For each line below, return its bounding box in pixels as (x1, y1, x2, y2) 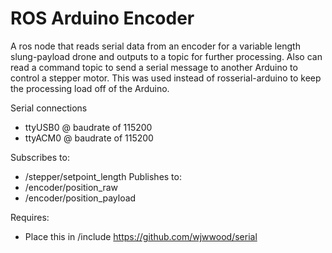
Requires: (10, 211, 50, 223)
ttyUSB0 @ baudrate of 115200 (24, 121, 153, 133)
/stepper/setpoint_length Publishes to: (24, 170, 182, 182)
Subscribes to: (10, 151, 70, 163)
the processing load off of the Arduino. (10, 82, 170, 94)
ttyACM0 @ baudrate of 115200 (24, 132, 154, 144)
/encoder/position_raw (24, 181, 119, 193)
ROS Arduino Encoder (10, 7, 195, 30)
